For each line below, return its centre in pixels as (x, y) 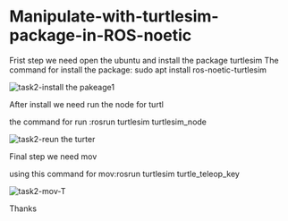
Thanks (23, 208)
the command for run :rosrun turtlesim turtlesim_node (108, 122)
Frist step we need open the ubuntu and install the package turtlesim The (144, 60)
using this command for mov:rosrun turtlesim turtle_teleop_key (124, 174)
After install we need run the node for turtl (86, 104)
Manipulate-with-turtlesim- (114, 17)
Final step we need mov (53, 156)
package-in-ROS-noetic (101, 35)
